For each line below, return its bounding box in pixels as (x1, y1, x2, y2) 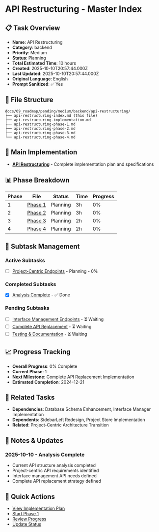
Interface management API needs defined (12, 473, 97, 479)
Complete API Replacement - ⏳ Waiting (12, 323, 92, 329)
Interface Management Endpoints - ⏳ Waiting (12, 316, 104, 322)
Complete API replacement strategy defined (12, 478, 102, 484)
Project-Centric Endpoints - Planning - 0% (12, 268, 98, 274)
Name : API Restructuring (12, 39, 63, 45)
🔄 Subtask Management (5, 242, 80, 250)
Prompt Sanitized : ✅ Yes (12, 81, 63, 87)
